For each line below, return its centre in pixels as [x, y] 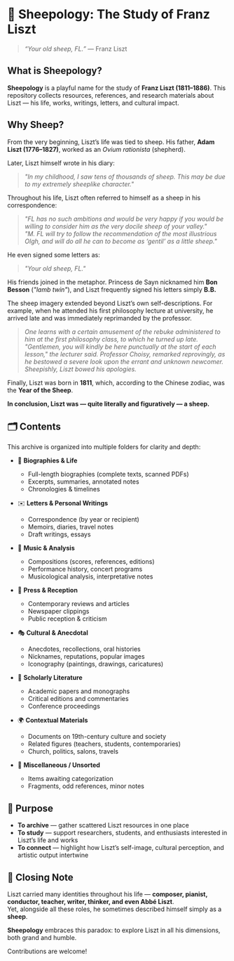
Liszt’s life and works [48, 840]
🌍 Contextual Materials [53, 721]
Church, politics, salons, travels [73, 752]
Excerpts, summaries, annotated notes [83, 482]
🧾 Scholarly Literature [50, 678]
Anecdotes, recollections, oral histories [84, 649]
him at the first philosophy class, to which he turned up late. [111, 339]
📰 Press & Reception [48, 591]
